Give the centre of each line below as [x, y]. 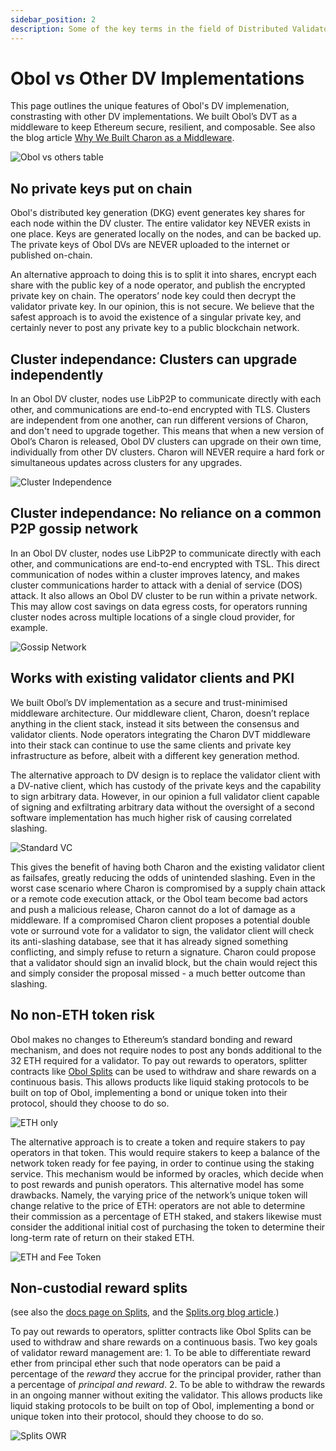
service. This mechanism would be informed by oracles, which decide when [167, 1173]
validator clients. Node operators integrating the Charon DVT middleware [160, 734]
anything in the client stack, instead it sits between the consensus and [155, 723]
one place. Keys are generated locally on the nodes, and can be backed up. [166, 234]
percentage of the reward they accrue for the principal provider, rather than [166, 1374]
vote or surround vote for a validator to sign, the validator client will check [162, 930]
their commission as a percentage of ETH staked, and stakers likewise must [166, 1216]
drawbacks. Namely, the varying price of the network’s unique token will [159, 1195]
